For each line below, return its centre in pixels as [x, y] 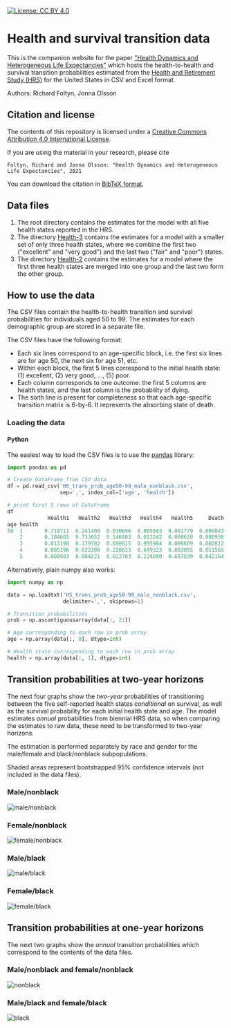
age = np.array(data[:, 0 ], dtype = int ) [65, 639]
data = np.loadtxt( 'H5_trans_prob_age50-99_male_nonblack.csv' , [102, 595]
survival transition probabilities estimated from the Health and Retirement [111, 72]
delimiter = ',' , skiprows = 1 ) [103, 601]
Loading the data [36, 423]
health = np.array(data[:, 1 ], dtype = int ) [69, 658]
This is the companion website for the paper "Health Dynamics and [103, 57]
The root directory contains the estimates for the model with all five [113, 222]
